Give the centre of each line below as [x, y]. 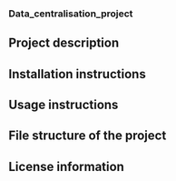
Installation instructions [77, 74]
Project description [64, 43]
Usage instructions [64, 105]
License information [66, 166]
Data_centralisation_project [71, 14]
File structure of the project [88, 136]
